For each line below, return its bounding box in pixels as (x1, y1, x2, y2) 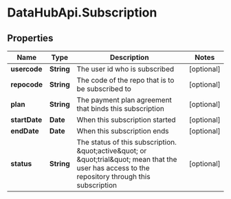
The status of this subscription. (76, 138, 177, 147)
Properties (7, 32, 54, 44)
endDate (10, 126, 39, 136)
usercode (10, 64, 43, 74)
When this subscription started (76, 115, 177, 125)
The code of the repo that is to (76, 76, 175, 85)
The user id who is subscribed (76, 64, 174, 74)
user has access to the (76, 163, 150, 173)
